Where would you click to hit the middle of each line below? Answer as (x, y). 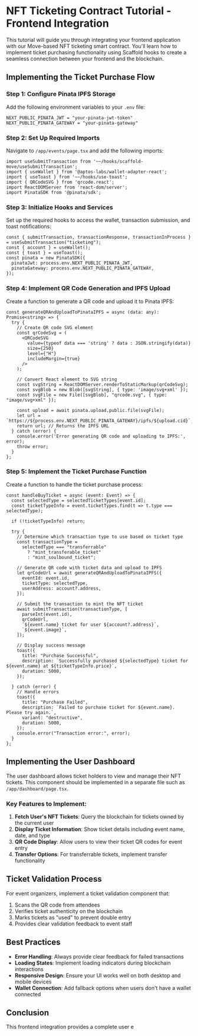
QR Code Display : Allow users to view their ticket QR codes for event (98, 842)
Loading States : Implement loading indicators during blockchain (93, 963)
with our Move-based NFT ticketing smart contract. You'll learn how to (92, 46)
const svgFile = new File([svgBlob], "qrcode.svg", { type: (92, 395)
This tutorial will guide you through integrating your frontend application (93, 40)
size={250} (41, 348)
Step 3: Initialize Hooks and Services (60, 207)
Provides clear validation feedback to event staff (73, 924)
